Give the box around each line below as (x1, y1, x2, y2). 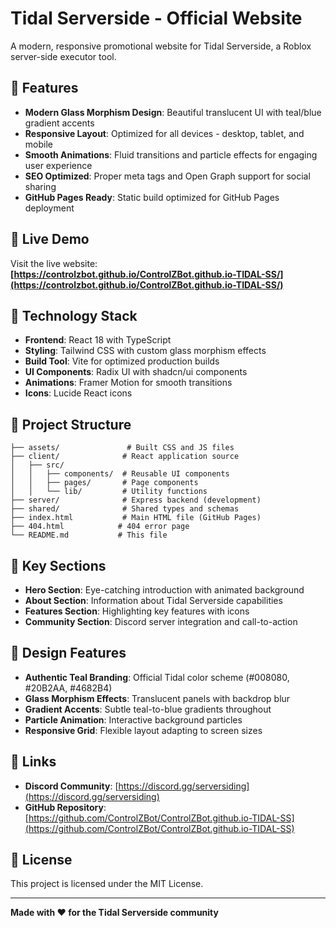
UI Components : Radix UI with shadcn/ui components (24, 366, 248, 378)
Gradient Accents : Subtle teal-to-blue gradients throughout (24, 703, 272, 715)
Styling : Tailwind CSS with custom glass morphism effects (24, 345, 267, 357)
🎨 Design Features (10, 645, 127, 662)
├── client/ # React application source (10, 452, 240, 462)
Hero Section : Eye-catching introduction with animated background (24, 584, 305, 596)
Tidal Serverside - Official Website (10, 7, 303, 30)
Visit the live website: (10, 257, 98, 269)
